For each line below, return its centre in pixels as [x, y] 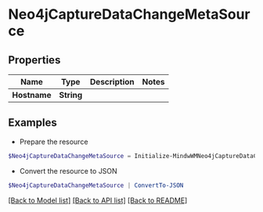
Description [112, 82]
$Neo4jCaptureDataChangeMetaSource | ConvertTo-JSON [96, 185]
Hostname [32, 95]
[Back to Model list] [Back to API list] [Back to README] [98, 200]
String [70, 95]
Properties [34, 60]
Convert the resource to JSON [68, 171]
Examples [32, 123]
